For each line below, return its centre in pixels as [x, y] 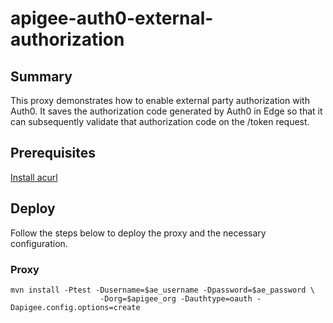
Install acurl [34, 177]
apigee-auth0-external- [112, 18]
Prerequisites [53, 153]
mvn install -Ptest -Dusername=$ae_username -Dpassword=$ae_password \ [162, 290]
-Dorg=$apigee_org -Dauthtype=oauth [176, 298]
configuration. [39, 243]
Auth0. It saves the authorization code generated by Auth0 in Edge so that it [166, 111]
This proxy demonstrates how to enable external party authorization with [160, 100]
